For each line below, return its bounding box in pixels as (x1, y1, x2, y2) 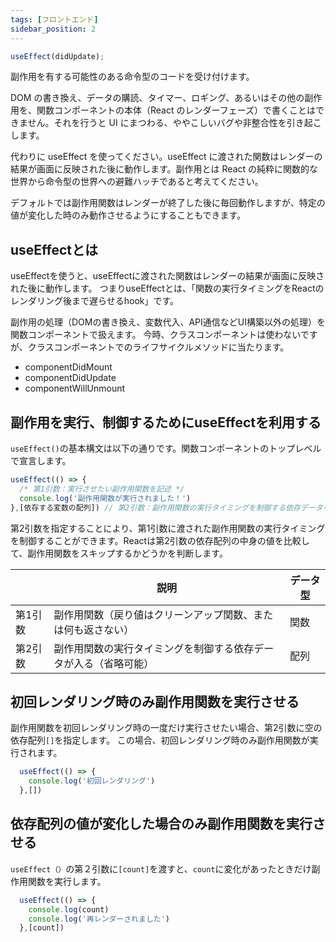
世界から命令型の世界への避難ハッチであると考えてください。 (10, 176, 264, 188)
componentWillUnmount (24, 382, 126, 395)
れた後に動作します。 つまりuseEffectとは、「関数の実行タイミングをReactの (10, 282, 325, 295)
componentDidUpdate (24, 372, 117, 384)
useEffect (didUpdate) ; (10, 51, 105, 61)
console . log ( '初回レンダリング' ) (28, 776, 156, 786)
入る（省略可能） (73, 656, 155, 670)
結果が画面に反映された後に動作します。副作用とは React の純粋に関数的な (10, 163, 319, 175)
